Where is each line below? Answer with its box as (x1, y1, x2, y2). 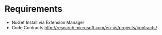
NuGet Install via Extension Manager (11, 19, 84, 25)
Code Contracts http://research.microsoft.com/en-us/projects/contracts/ (11, 24, 157, 30)
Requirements (4, 3, 63, 15)
